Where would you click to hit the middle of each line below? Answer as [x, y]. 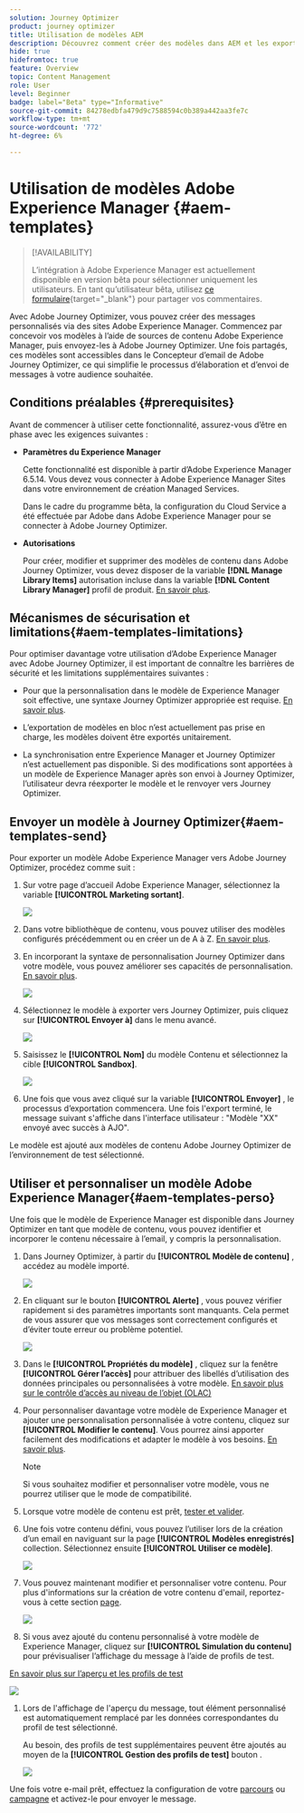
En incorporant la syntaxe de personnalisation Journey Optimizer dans [153, 957]
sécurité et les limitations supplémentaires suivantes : [109, 673]
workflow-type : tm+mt [50, 119]
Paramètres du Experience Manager [91, 452]
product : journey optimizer [62, 26]
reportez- [267, 1593]
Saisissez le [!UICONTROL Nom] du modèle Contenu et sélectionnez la [155, 1055]
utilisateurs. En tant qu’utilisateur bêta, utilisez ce [123, 289]
